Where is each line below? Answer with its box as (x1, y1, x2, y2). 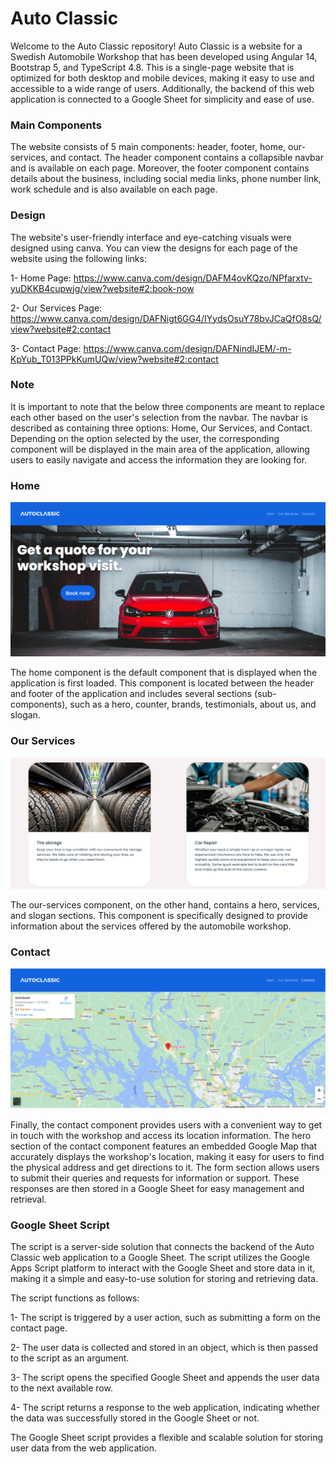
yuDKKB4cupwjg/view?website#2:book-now (10, 282, 195, 294)
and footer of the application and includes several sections (10, 688, 252, 700)
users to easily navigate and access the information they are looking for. (10, 453, 308, 466)
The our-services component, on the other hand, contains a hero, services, (10, 898, 320, 911)
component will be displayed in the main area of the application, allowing (10, 443, 310, 455)
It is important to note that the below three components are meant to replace (10, 400, 325, 412)
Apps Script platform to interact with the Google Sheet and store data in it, (10, 1262, 316, 1274)
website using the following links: (10, 252, 147, 264)
